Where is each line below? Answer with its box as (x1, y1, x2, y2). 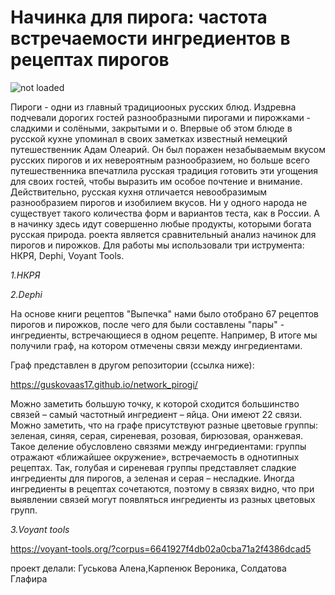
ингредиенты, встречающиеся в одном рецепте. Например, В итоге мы (10, 329, 318, 341)
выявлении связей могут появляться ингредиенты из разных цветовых (10, 493, 316, 505)
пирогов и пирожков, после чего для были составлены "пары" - (10, 318, 285, 330)
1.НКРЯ (10, 269, 41, 281)
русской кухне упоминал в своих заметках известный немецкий (10, 132, 288, 145)
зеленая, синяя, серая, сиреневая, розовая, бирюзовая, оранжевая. (10, 429, 304, 441)
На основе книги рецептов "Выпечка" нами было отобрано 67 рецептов (10, 307, 319, 320)
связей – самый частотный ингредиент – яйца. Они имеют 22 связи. (10, 408, 303, 420)
